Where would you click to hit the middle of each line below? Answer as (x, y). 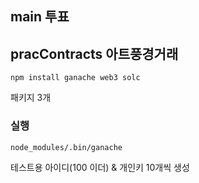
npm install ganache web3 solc (75, 78)
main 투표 (40, 17)
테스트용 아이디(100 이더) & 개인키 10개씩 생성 (100, 167)
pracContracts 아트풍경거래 (94, 53)
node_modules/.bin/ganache (66, 147)
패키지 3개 (31, 98)
